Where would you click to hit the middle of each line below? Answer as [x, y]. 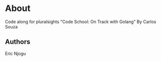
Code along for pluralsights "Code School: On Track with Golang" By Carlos [81, 22]
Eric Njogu [16, 53]
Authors [18, 42]
